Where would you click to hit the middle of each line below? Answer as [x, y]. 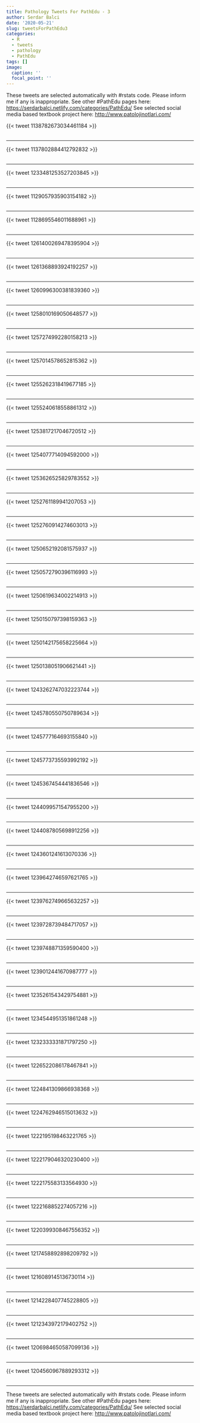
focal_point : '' [32, 78]
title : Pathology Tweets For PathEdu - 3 [58, 12]
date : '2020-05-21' [30, 23]
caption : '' [26, 73]
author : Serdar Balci [33, 17]
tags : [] [17, 61]
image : [14, 67]
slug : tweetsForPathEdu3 [37, 28]
